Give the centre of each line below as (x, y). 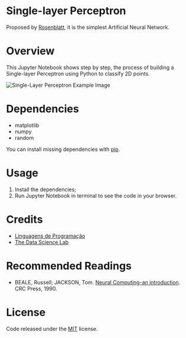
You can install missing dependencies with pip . (63, 149)
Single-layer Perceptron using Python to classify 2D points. (78, 73)
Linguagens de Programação (50, 236)
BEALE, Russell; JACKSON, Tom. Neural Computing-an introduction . (97, 282)
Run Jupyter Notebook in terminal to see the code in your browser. (96, 195)
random (24, 137)
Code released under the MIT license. (52, 329)
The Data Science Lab (42, 242)
